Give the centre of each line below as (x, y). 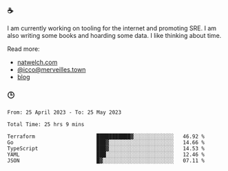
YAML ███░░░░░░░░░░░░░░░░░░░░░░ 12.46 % (106, 154)
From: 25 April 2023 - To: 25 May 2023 (64, 112)
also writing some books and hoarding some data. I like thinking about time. (114, 36)
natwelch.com (37, 62)
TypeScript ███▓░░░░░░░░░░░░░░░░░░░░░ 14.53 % (106, 148)
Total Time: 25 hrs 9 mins (46, 124)
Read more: (23, 49)
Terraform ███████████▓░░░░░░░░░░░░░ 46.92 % (106, 137)
